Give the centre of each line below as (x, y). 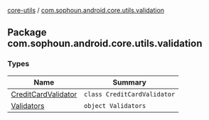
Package (27, 32)
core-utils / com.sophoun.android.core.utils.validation (86, 10)
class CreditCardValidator (130, 94)
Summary (130, 82)
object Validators (115, 105)
